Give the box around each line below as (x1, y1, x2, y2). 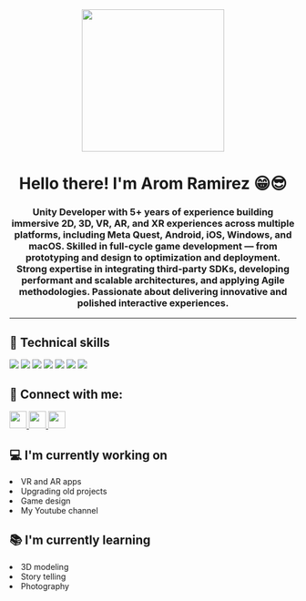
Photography (21, 580, 70, 591)
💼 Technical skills (9, 334, 111, 350)
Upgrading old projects (21, 485, 107, 496)
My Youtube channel (21, 504, 98, 515)
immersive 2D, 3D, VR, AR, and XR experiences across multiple (11, 218, 295, 230)
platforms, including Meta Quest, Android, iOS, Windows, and (14, 229, 292, 241)
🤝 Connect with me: (9, 386, 123, 402)
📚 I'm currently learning (9, 533, 151, 548)
